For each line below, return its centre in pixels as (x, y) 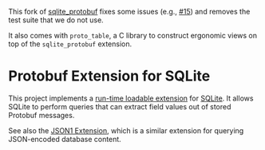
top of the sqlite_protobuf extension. (70, 44)
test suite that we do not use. (56, 20)
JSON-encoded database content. (65, 139)
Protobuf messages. (42, 115)
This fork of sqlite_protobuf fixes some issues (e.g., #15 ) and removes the (129, 12)
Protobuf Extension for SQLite (109, 76)
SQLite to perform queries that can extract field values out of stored (120, 106)
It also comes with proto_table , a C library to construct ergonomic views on (133, 36)
